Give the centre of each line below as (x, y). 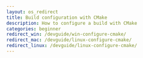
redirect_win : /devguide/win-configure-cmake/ (66, 34)
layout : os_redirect (33, 12)
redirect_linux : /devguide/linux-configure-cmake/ (72, 46)
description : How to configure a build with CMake (72, 23)
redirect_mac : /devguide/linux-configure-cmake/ (69, 40)
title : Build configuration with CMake (57, 18)
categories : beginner (34, 29)
